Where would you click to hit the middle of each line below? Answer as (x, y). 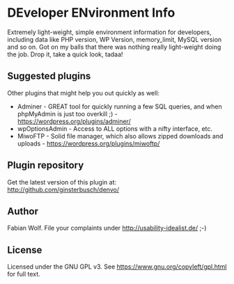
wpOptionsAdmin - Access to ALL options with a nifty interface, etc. (115, 128)
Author (23, 211)
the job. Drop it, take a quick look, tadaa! (65, 54)
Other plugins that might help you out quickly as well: (84, 93)
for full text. (24, 274)
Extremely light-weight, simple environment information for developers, (109, 32)
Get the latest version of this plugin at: (62, 182)
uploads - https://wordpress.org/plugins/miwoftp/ (88, 143)
